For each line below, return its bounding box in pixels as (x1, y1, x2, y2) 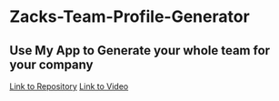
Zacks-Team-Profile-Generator (9, 6, 250, 27)
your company (9, 56, 94, 72)
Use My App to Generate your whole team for (9, 43, 271, 58)
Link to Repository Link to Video (9, 81, 129, 92)
